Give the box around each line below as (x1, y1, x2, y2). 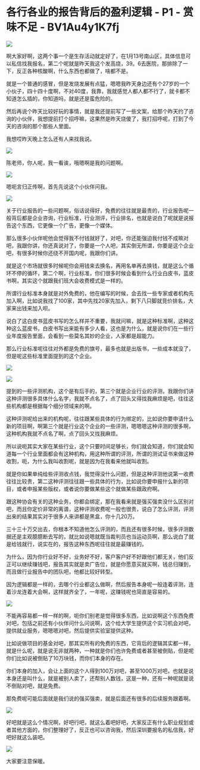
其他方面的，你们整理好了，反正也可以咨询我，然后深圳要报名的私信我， (11, 726, 189, 733)
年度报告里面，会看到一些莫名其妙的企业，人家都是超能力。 (11, 332, 158, 339)
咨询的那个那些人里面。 (16, 122, 74, 130)
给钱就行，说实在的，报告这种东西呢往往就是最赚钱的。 (11, 540, 147, 547)
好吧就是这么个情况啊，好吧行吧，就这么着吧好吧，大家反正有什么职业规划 (6, 719, 189, 726)
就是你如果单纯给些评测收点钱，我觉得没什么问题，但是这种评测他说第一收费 (6, 470, 194, 478)
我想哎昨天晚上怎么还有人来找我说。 (6, 135, 95, 142)
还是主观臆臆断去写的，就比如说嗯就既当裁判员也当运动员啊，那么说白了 (11, 532, 189, 540)
